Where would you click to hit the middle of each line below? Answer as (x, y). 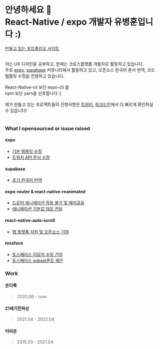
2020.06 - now (32, 296)
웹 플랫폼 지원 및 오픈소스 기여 (40, 232)
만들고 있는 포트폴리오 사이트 (32, 48)
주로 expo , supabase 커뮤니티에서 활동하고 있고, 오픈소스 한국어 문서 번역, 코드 (80, 70)
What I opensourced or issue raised (48, 128)
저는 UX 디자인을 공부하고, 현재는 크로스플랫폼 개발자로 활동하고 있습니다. (74, 64)
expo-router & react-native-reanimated (45, 191)
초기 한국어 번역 (27, 180)
